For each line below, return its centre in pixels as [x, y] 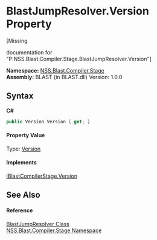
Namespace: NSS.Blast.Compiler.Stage [55, 70]
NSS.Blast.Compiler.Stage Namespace [54, 230]
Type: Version [24, 149]
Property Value [26, 135]
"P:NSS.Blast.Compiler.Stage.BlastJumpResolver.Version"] [79, 59]
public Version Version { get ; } [48, 122]
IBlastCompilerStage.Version [42, 176]
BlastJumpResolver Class [38, 224]
